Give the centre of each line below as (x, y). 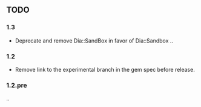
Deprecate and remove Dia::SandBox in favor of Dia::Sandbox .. (94, 40)
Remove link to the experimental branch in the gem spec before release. (105, 69)
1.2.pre (17, 85)
